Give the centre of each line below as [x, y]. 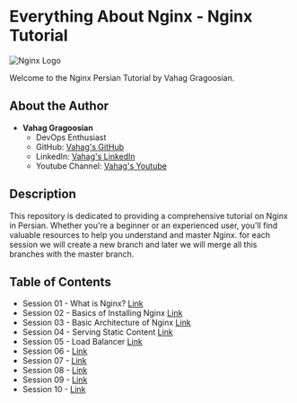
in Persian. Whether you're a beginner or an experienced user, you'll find [144, 225]
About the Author [59, 106]
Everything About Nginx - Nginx [131, 17]
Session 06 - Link [55, 351]
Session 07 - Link [54, 361]
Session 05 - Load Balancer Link [83, 342]
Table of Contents [61, 281]
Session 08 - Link [55, 371]
